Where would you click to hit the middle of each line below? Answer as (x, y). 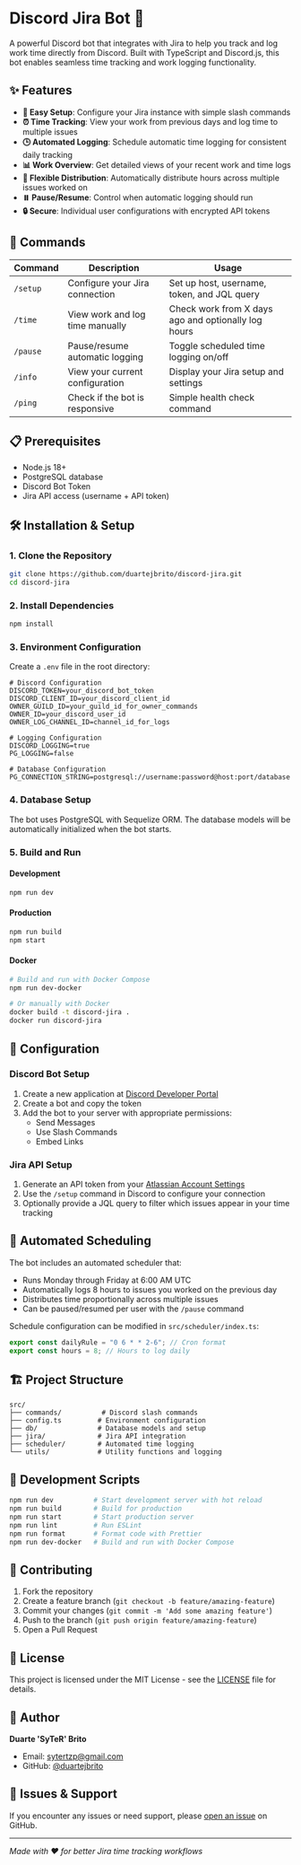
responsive (91, 408)
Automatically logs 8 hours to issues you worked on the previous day (150, 1289)
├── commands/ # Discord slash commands (104, 1413)
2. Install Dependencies (62, 605)
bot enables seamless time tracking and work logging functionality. (133, 62)
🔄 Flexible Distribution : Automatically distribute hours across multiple (151, 178)
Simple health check (212, 397)
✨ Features (41, 90)
